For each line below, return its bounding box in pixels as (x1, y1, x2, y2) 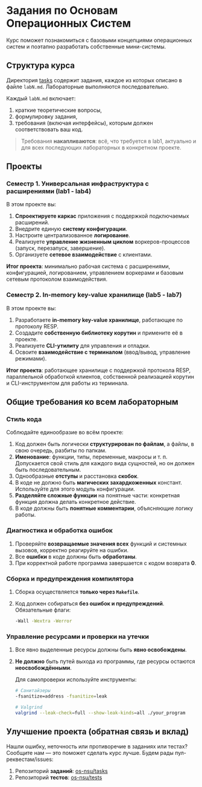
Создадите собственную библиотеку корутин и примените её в (14, 329, 183, 336)
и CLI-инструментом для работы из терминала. (6, 379, 129, 387)
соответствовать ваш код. (14, 125, 83, 133)
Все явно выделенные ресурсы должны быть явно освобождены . (14, 646, 187, 653)
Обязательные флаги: (14, 606, 71, 614)
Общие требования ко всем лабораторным (6, 397, 179, 407)
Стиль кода (6, 415, 42, 423)
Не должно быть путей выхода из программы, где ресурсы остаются (14, 658, 195, 665)
